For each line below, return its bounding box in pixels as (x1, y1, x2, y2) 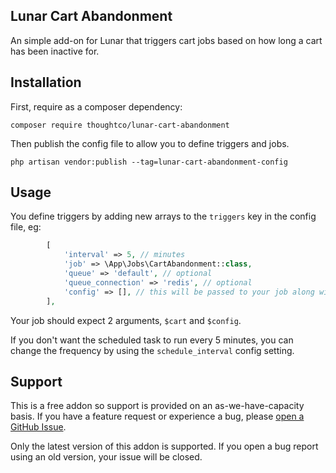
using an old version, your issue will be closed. (10, 451, 203, 463)
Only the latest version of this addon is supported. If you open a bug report (10, 440, 319, 453)
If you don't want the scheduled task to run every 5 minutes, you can (10, 334, 294, 346)
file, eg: (10, 221, 42, 233)
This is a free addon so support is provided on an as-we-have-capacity (10, 400, 305, 412)
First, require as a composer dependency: (10, 100, 183, 113)
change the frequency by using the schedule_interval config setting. (10, 344, 295, 356)
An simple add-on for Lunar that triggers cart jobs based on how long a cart (10, 34, 323, 46)
